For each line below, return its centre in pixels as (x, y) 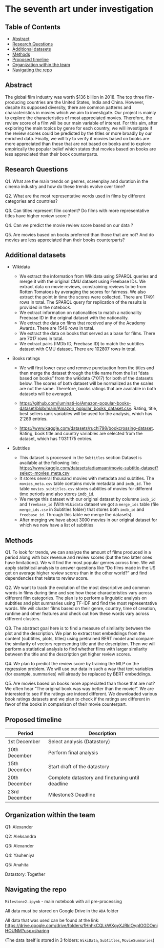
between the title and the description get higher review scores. (68, 654)
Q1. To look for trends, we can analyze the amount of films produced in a (78, 552)
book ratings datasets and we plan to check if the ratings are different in (78, 699)
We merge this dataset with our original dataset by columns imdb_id (87, 499)
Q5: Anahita (17, 864)
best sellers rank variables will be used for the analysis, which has (86, 414)
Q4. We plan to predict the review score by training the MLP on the (72, 664)
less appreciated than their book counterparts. (52, 154)
